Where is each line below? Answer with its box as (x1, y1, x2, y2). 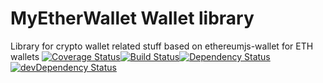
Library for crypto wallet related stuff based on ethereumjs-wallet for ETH (10, 40, 314, 52)
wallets (10, 50, 40, 62)
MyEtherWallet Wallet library (10, 7, 255, 30)
